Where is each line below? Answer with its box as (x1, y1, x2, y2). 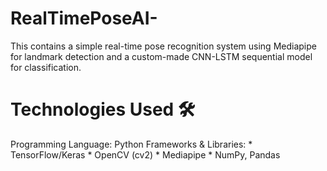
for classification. (10, 61, 82, 73)
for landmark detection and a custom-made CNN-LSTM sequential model (10, 50, 313, 62)
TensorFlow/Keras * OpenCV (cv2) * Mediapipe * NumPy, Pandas (10, 148, 281, 161)
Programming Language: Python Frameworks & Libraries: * (10, 138, 253, 150)
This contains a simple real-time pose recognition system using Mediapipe (10, 40, 317, 52)
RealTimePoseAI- (10, 7, 158, 30)
